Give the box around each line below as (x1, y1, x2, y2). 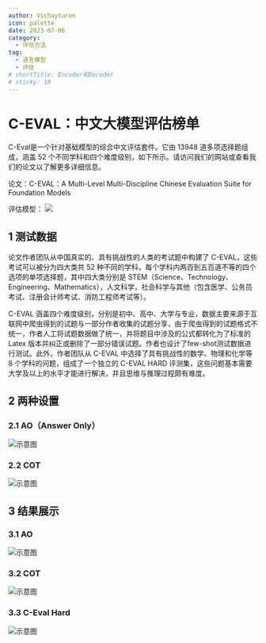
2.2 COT (8, 460, 41, 471)
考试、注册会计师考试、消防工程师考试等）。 (8, 292, 150, 302)
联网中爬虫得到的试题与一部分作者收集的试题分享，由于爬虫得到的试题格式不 (8, 319, 258, 329)
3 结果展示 (8, 504, 59, 518)
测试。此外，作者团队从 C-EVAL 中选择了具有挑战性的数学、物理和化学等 (14, 348, 253, 358)
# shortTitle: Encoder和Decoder (8, 71, 114, 79)
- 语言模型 (15, 56, 47, 64)
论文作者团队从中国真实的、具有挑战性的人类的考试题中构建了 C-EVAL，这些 (8, 252, 258, 262)
